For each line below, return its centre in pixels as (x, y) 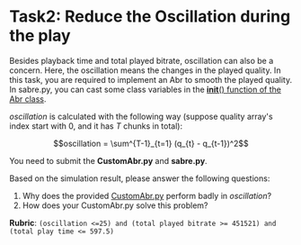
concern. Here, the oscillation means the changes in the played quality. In (145, 70)
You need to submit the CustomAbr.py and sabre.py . (109, 160)
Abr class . (28, 99)
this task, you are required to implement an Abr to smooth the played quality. (151, 79)
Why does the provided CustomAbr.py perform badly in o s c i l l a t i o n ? (147, 195)
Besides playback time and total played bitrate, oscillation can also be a (142, 60)
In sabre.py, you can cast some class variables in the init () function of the (145, 89)
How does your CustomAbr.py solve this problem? (115, 205)
